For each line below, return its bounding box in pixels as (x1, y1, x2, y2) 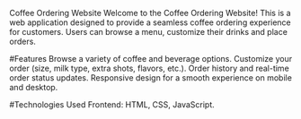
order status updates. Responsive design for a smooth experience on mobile (9, 72, 292, 83)
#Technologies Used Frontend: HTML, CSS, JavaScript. (9, 99, 216, 110)
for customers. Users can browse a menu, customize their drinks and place (9, 27, 288, 37)
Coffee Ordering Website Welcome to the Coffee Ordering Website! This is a (9, 8, 291, 18)
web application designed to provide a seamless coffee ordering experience (9, 17, 292, 28)
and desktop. (9, 82, 58, 92)
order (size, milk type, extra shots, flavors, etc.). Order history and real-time (9, 63, 289, 73)
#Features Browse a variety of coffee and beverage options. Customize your (9, 54, 293, 64)
